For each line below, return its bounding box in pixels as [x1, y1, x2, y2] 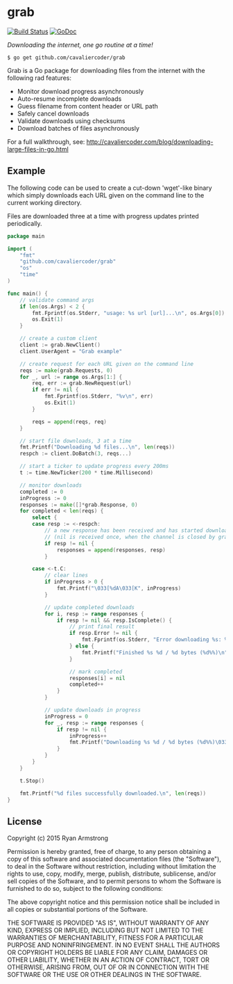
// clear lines [44, 572, 89, 579]
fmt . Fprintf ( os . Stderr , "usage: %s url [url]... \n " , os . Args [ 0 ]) [32, 309, 225, 316]
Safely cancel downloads [17, 109, 89, 118]
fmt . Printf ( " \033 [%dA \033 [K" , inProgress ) [56, 585, 182, 592]
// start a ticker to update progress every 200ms [19, 463, 169, 470]
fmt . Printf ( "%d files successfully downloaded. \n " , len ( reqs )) [19, 790, 207, 797]
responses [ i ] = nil [69, 675, 126, 681]
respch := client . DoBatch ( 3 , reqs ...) [19, 450, 132, 458]
